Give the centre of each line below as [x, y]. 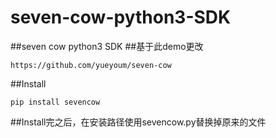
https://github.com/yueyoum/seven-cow [91, 65]
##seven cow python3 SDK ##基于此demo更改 [107, 46]
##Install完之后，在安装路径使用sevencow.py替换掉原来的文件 [138, 122]
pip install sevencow [55, 102]
